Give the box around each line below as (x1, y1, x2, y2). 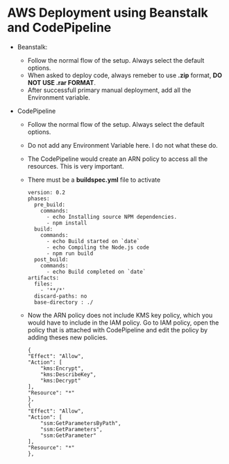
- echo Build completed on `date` (46, 268, 146, 275)
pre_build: (33, 201, 66, 208)
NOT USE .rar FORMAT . (27, 78, 96, 86)
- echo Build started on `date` (46, 238, 140, 245)
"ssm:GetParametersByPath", (40, 419, 121, 426)
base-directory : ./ (33, 298, 94, 306)
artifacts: (27, 274, 60, 281)
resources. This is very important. (27, 162, 124, 170)
